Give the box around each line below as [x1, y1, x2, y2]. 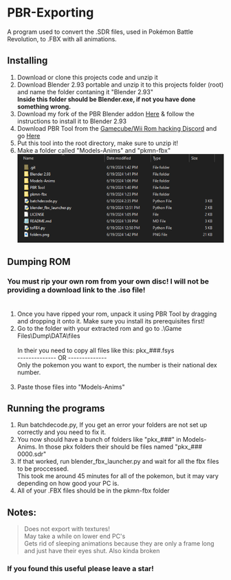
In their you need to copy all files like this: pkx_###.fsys [16, 346, 175, 354]
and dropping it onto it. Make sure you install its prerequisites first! [16, 316, 205, 325]
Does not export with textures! [23, 525, 110, 533]
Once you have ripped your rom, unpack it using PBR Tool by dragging [16, 310, 217, 318]
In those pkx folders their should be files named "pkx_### [38, 442, 203, 451]
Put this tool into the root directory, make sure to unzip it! [16, 139, 179, 147]
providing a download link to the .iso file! [7, 286, 146, 295]
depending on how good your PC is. [16, 480, 119, 488]
